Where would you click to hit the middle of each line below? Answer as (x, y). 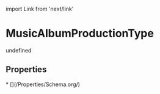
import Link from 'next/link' (40, 9)
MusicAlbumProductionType (80, 34)
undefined (19, 50)
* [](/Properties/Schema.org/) (43, 84)
